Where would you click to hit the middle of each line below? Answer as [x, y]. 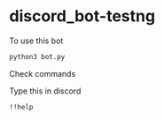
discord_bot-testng [82, 16]
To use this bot [36, 41]
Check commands [43, 73]
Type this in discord [45, 91]
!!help [21, 107]
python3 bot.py [37, 56]
